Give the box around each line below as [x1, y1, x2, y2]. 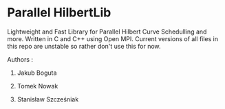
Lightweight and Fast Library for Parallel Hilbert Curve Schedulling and [7, 27, 207, 36]
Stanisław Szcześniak [17, 95, 79, 104]
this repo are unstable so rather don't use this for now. [7, 42, 161, 50]
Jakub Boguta [17, 69, 57, 77]
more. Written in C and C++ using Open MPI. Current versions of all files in [7, 34, 219, 43]
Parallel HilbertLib [7, 5, 111, 21]
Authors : [7, 55, 33, 63]
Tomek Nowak [17, 82, 58, 90]
